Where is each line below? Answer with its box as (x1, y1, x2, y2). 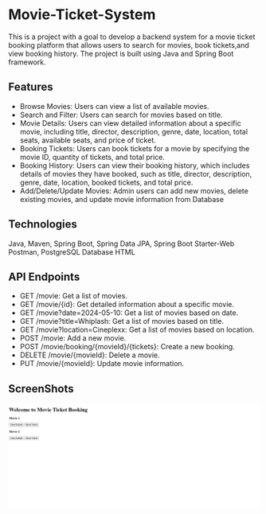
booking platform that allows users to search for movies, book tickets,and (8, 40, 249, 49)
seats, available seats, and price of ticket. (19, 135, 157, 145)
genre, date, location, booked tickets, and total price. (19, 177, 194, 187)
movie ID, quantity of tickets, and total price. (19, 152, 166, 162)
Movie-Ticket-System (8, 6, 156, 24)
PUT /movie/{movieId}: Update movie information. (19, 359, 185, 368)
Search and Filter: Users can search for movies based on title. (19, 110, 223, 119)
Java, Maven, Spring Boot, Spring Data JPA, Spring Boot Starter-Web (8, 239, 235, 248)
